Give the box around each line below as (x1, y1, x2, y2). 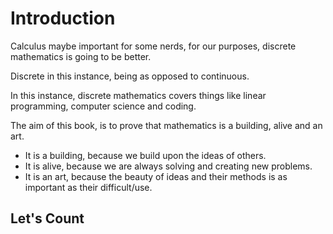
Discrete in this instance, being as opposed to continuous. (10, 70, 250, 82)
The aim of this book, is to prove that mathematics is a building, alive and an (10, 119, 323, 131)
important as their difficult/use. (24, 181, 153, 193)
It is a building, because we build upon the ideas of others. (24, 149, 267, 161)
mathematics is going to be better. (10, 50, 152, 62)
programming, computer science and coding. (10, 100, 197, 112)
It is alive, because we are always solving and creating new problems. (24, 160, 313, 172)
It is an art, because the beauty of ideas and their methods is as (24, 170, 288, 182)
